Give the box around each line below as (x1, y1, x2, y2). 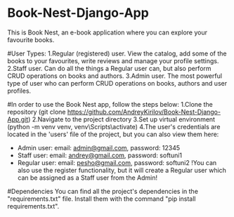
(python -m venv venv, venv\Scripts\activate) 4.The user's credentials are (7, 122, 221, 131)
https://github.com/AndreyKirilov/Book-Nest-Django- (67, 107, 221, 116)
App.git (7, 114, 29, 124)
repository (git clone (7, 107, 66, 116)
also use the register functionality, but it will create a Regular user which (17, 166, 227, 174)
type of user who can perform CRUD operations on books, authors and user (7, 79, 227, 87)
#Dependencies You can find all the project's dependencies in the (7, 187, 199, 195)
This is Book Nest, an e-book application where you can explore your (7, 28, 207, 37)
